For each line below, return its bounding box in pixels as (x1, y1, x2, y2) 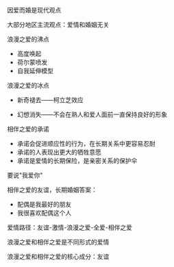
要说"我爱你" (7, 171, 43, 179)
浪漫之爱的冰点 (7, 81, 49, 89)
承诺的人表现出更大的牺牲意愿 (16, 148, 101, 156)
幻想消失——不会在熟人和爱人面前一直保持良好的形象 (16, 110, 168, 118)
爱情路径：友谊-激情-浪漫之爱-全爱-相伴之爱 (7, 223, 132, 231)
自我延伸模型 (16, 67, 53, 75)
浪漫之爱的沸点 (7, 35, 49, 43)
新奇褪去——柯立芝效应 (16, 96, 84, 104)
